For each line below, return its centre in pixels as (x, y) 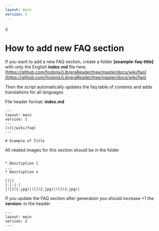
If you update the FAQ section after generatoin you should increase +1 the (79, 198)
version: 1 (16, 119)
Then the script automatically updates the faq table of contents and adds (79, 87)
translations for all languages (34, 92)
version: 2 (16, 221)
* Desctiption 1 (22, 164)
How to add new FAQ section (65, 48)
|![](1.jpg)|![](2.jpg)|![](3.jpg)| (42, 189)
